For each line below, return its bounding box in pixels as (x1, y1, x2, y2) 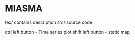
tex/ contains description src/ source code (5, 19, 92, 25)
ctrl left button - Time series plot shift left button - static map (5, 29, 130, 35)
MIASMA (5, 3, 43, 14)
